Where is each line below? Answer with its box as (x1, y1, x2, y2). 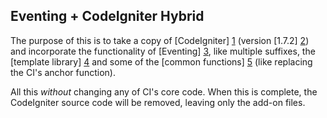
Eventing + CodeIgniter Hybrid (10, 8, 205, 25)
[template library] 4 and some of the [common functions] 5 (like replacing (10, 55, 313, 68)
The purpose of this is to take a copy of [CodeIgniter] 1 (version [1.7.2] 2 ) (10, 34, 310, 46)
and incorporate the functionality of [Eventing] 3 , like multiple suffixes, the (10, 45, 316, 57)
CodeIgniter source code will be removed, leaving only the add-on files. (10, 96, 306, 108)
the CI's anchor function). (10, 66, 116, 78)
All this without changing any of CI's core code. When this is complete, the (10, 85, 318, 98)
